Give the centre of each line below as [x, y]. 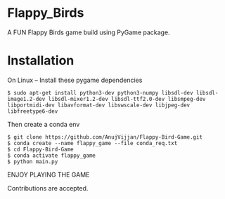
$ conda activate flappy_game [52, 156]
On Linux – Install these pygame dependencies [75, 80]
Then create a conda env [44, 124]
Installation [41, 61]
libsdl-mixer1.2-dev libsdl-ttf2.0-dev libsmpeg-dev [127, 99]
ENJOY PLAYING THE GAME [49, 174]
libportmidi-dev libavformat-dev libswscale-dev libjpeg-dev [99, 105]
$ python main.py [33, 162]
